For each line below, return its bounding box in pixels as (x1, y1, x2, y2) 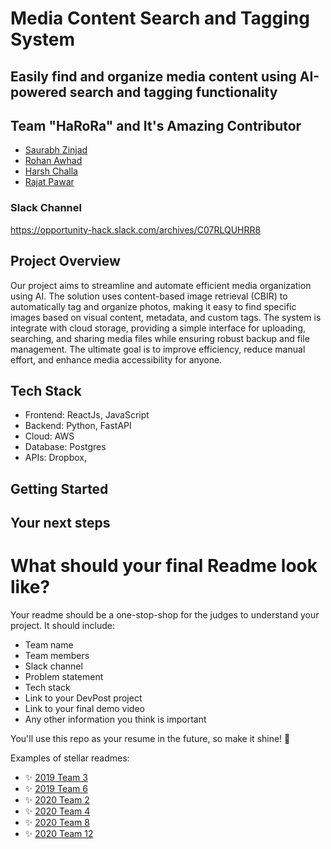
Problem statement (24, 671, 104, 683)
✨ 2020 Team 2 (24, 794, 90, 806)
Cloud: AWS (24, 430, 75, 442)
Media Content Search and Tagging (10, 7, 310, 30)
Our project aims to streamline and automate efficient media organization (10, 279, 312, 291)
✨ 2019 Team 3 (24, 772, 88, 784)
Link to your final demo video (24, 703, 145, 715)
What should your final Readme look (10, 555, 318, 577)
